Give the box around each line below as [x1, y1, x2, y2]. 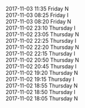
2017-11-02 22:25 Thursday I [5, 37, 77, 44]
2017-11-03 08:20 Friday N [5, 18, 71, 25]
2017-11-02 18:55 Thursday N [5, 82, 78, 89]
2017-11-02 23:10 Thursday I [5, 24, 76, 31]
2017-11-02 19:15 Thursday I [5, 75, 74, 83]
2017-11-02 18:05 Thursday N [5, 95, 78, 102]
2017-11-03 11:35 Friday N [5, 5, 69, 12]
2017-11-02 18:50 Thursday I [5, 89, 76, 95]
